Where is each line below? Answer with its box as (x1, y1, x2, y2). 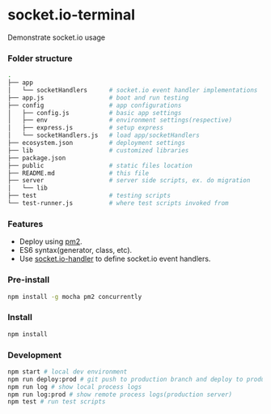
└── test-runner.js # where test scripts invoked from (7, 199, 229, 207)
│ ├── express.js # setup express (7, 124, 163, 132)
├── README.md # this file (7, 169, 150, 177)
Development (7, 349, 62, 361)
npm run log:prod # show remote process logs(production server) (7, 391, 232, 399)
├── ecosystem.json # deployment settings (7, 139, 185, 147)
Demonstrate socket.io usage (7, 32, 106, 42)
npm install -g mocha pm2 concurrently (7, 292, 142, 301)
